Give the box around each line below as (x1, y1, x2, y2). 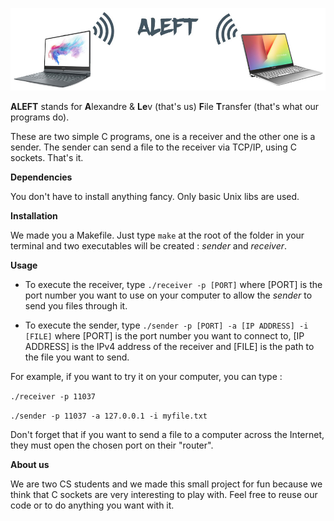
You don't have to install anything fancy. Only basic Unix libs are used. (10, 190, 300, 202)
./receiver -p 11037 (10, 391, 97, 402)
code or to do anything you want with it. (10, 499, 175, 511)
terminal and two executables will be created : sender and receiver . (10, 239, 288, 252)
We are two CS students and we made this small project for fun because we (10, 478, 323, 490)
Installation (10, 209, 58, 222)
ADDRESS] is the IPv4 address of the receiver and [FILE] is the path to (24, 340, 315, 352)
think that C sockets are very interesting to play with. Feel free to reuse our (10, 488, 318, 500)
